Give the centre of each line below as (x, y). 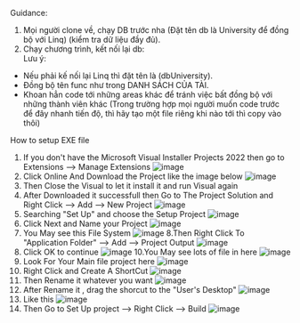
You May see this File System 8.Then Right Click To (134, 233)
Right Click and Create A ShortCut (85, 271)
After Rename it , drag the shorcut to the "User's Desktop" (130, 290)
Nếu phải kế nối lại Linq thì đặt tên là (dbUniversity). (118, 76)
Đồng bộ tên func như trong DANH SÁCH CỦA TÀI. (116, 85)
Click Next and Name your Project (85, 223)
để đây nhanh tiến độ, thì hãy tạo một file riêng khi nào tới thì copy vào (152, 113)
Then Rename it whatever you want (88, 280)
